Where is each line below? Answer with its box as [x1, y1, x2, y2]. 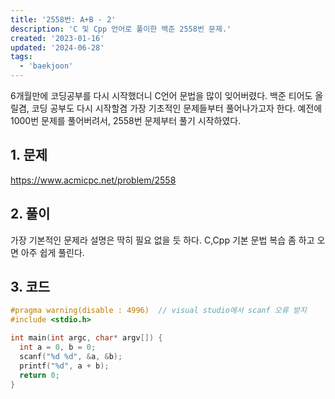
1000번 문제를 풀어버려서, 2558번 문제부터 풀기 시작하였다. [10, 115, 242, 126]
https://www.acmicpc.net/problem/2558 [10, 174, 177, 186]
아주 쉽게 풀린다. [20, 246, 85, 258]
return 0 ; [19, 370, 60, 380]
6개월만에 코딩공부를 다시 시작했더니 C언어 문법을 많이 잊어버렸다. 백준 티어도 [10, 90, 313, 101]
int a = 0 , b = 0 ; [19, 342, 97, 353]
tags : [10, 52, 33, 62]
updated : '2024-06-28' [10, 42, 105, 53]
